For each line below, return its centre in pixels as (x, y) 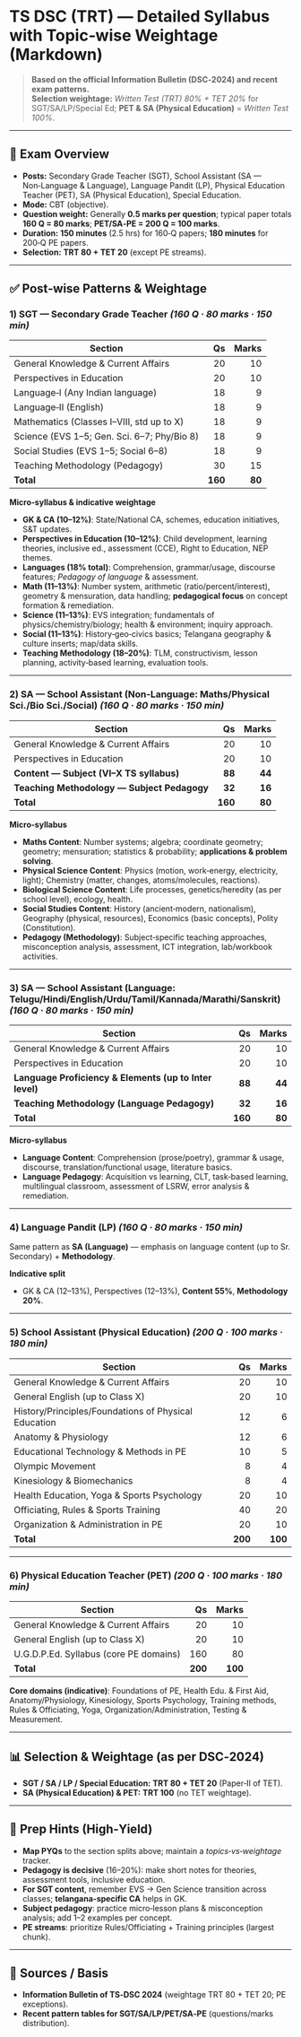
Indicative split (37, 1274)
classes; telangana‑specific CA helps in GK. (105, 1898)
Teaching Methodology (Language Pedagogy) (114, 1103)
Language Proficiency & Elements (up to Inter (113, 1078)
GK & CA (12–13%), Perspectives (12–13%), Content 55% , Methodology (155, 1291)
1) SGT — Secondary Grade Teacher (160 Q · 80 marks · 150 (141, 314)
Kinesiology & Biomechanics (73, 1480)
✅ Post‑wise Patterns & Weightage (108, 289)
